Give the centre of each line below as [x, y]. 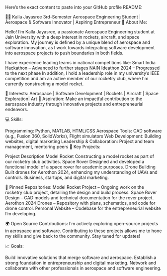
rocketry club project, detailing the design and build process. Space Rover [81, 192]
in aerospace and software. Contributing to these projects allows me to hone [83, 231]
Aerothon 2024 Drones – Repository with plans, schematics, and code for [80, 203]
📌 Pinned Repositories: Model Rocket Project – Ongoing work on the [75, 187]
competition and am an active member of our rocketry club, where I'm [77, 78]
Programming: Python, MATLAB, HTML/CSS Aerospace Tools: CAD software [83, 131]
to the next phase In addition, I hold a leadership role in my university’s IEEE [83, 73]
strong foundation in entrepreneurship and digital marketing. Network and [81, 263]
